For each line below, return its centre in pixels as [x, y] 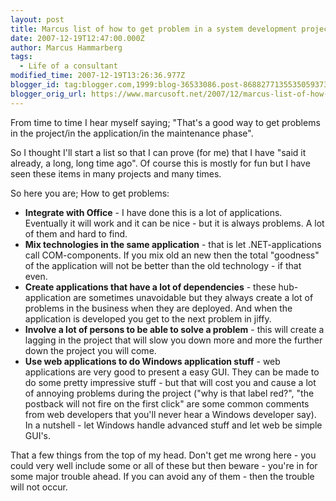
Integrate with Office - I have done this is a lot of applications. [153, 212]
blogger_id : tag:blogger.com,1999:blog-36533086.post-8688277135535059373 [169, 85]
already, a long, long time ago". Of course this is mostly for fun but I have [160, 163]
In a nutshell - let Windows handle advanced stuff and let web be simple [173, 425]
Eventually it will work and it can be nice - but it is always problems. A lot [174, 223]
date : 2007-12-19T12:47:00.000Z [77, 38]
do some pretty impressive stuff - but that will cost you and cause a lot [170, 382]
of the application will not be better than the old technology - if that [163, 265]
